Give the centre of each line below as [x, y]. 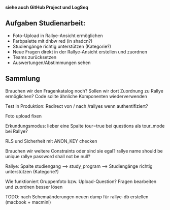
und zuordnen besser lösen [34, 187]
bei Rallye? [16, 131]
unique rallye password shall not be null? [48, 156]
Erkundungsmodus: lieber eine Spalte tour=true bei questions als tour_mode [85, 126]
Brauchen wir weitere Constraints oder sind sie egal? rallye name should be [84, 151]
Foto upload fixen [24, 116]
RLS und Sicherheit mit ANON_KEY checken [51, 141]
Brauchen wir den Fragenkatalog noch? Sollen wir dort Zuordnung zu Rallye [84, 91]
